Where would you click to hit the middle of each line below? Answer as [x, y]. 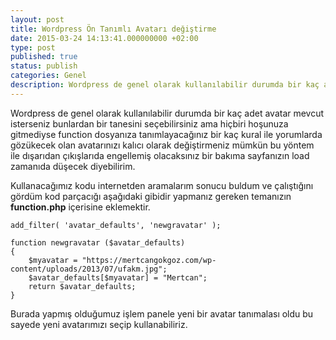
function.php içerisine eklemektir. [80, 207]
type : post [33, 47]
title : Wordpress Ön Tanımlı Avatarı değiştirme [113, 29]
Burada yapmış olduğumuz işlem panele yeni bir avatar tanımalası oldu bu [162, 313]
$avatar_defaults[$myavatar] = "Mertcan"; [118, 277]
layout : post [37, 19]
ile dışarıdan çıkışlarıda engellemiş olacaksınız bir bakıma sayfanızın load [160, 155]
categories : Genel [48, 76]
